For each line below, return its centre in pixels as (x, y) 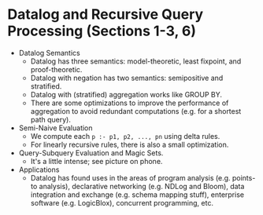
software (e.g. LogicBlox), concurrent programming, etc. (122, 202)
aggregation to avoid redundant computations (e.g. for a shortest (136, 111)
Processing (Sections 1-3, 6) (102, 31)
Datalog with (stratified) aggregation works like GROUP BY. (126, 94)
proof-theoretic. (56, 69)
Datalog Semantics (49, 53)
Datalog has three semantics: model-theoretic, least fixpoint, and (136, 61)
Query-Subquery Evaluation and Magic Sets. (91, 153)
